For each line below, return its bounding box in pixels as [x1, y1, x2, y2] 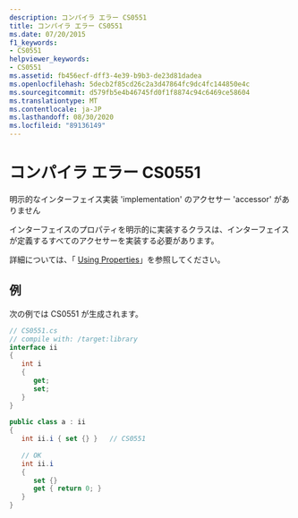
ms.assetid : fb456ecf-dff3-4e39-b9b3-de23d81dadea [9, 72, 202, 81]
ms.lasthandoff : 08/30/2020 [9, 113, 115, 122]
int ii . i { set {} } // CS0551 [21, 435, 146, 444]
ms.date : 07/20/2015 [9, 30, 87, 38]
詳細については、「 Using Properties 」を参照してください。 [9, 254, 226, 265]
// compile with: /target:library [9, 335, 139, 344]
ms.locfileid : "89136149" [9, 122, 106, 131]
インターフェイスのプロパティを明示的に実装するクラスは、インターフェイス [9, 224, 290, 234]
